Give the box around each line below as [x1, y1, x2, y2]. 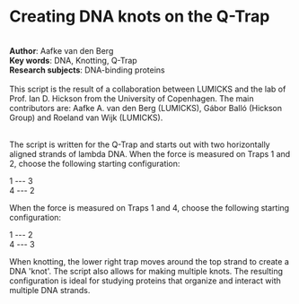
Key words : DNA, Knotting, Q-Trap [9, 55, 137, 65]
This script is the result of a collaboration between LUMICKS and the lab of [9, 83, 286, 94]
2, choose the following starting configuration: [9, 158, 180, 169]
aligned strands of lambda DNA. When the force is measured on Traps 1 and [9, 148, 291, 159]
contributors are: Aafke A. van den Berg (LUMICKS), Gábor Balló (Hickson [9, 102, 283, 113]
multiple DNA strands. [9, 284, 91, 295]
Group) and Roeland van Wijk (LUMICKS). [9, 112, 163, 123]
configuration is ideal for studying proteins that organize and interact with [9, 275, 281, 286]
